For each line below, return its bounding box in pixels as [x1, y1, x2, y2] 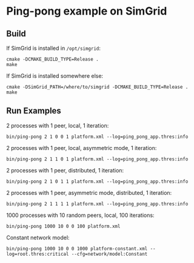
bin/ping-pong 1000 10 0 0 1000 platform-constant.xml [6, 245, 148, 251]
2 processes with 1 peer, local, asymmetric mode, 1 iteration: [6, 144, 157, 151]
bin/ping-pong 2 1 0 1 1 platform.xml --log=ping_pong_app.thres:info [6, 178, 189, 185]
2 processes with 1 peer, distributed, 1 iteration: [6, 166, 124, 174]
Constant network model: [6, 234, 70, 241]
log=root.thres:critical [6, 251, 69, 257]
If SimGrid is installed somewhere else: [6, 72, 104, 80]
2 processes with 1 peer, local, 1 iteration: [6, 121, 109, 129]
